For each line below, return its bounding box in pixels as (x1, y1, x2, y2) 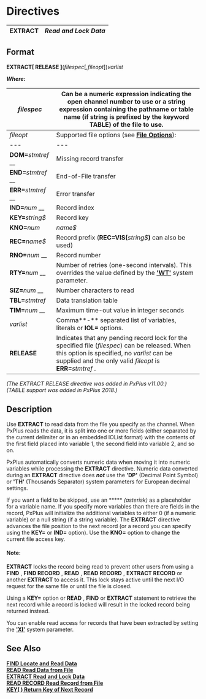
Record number (56, 251, 101, 259)
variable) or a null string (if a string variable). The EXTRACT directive (6, 516, 180, 523)
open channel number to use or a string (67, 97, 186, 105)
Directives (6, 4, 60, 18)
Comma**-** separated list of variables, (56, 315, 177, 324)
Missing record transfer (56, 154, 124, 163)
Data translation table (56, 296, 118, 304)
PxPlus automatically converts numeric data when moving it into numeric (6, 458, 190, 466)
